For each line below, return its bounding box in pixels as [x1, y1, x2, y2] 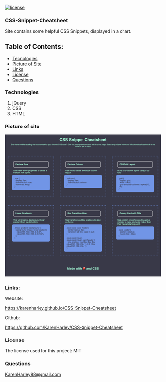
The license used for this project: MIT [5, 348, 82, 353]
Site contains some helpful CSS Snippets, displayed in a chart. [5, 28, 132, 34]
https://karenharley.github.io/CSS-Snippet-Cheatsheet [5, 305, 116, 311]
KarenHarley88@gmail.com [5, 371, 61, 378]
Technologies [5, 89, 39, 96]
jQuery [12, 100, 26, 106]
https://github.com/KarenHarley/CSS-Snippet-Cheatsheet [5, 324, 123, 330]
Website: [5, 296, 23, 301]
